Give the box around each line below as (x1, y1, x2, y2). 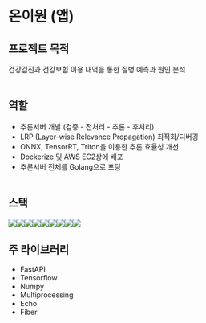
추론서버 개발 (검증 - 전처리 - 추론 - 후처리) (19, 121, 155, 131)
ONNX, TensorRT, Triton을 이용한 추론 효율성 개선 (19, 141, 179, 151)
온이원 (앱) (8, 7, 75, 26)
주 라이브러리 (8, 243, 70, 257)
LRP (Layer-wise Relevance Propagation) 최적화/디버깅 (19, 132, 199, 141)
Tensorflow (19, 273, 58, 283)
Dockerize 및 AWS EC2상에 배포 (19, 152, 124, 161)
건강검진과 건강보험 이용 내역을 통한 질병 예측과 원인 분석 (8, 65, 186, 74)
